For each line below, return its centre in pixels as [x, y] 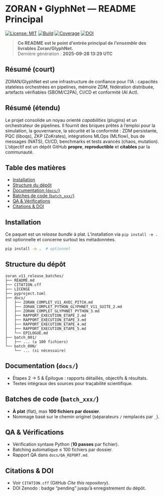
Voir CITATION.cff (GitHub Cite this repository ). [61, 483]
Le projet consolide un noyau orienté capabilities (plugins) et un [71, 120]
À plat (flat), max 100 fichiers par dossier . [56, 411]
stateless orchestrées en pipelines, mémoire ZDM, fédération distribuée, [80, 87]
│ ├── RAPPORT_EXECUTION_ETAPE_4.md [46, 324]
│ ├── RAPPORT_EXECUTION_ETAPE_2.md [46, 315]
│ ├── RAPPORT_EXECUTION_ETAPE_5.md [46, 328]
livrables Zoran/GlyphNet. [45, 48]
